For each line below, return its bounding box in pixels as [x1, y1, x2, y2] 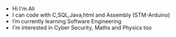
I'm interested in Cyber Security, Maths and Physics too [12, 24, 152, 31]
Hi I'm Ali [12, 5, 35, 12]
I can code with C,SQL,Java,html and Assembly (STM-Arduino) [12, 11, 171, 18]
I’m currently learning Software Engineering [12, 18, 122, 24]
